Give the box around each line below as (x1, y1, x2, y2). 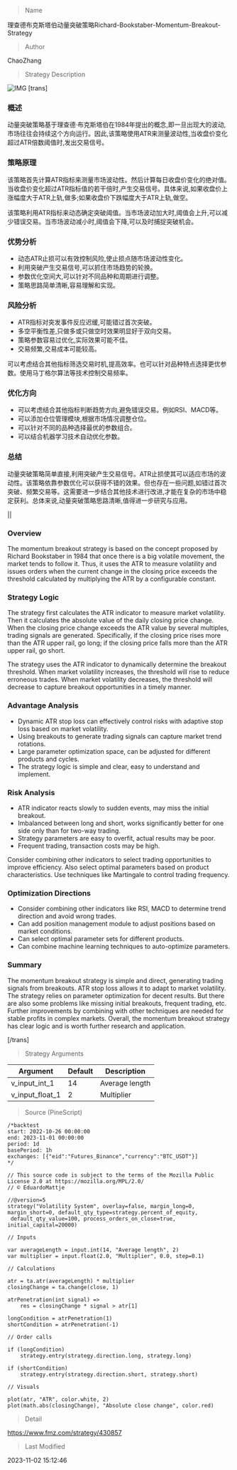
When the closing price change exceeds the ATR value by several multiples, (7, 624, 229, 632)
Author (24, 43, 45, 51)
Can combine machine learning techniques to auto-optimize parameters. (17, 943, 231, 951)
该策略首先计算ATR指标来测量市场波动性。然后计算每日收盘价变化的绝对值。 (7, 175, 231, 184)
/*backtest (7, 1121, 40, 1129)
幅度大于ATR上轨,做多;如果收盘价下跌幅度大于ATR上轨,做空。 (13, 193, 192, 201)
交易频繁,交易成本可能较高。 (17, 345, 101, 353)
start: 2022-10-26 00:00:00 (7, 1128, 91, 1135)
